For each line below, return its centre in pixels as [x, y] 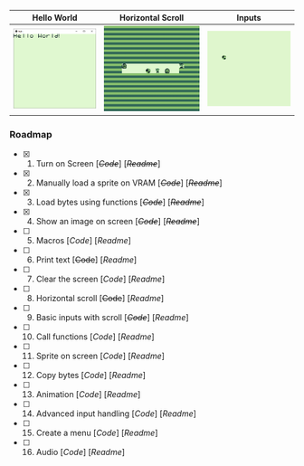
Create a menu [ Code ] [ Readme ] [97, 433]
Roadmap [31, 134]
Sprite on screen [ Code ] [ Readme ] [100, 356]
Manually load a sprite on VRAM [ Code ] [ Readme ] [129, 183]
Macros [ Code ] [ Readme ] [83, 241]
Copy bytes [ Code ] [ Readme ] [91, 376]
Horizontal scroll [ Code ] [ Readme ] [100, 299]
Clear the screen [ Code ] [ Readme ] [100, 279]
